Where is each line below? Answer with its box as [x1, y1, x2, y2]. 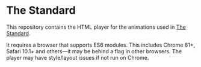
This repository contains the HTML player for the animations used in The [6, 23, 187, 31]
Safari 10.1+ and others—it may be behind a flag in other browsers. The [6, 47, 182, 54]
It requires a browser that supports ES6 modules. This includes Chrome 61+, [6, 41, 196, 48]
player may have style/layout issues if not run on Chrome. [6, 54, 149, 61]
